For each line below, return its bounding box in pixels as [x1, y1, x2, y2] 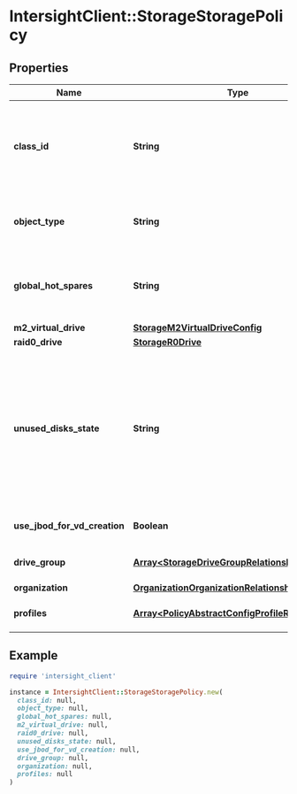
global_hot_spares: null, [17, 713, 113, 721]
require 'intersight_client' [9, 671, 117, 681]
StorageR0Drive [133, 336, 202, 348]
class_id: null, [17, 696, 77, 705]
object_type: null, [17, 704, 89, 713]
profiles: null [17, 770, 73, 779]
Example [9, 648, 58, 663]
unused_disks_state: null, [17, 736, 117, 745]
